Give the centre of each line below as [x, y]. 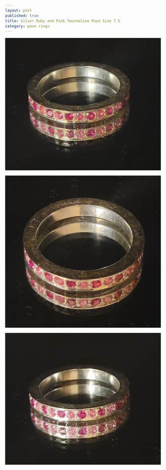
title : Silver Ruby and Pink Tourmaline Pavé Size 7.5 [63, 21]
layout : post [19, 10]
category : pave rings [27, 26]
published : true [22, 16]
